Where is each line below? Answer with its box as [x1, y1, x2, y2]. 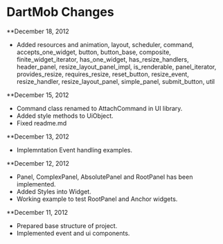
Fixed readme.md [16, 119, 67, 127]
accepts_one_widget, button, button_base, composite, [16, 48, 171, 56]
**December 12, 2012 [6, 159, 70, 167]
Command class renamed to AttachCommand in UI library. [16, 104, 183, 112]
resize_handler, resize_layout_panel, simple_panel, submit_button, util [16, 77, 215, 85]
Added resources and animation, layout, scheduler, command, [16, 40, 195, 49]
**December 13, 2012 [6, 132, 70, 141]
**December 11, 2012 [6, 208, 69, 216]
